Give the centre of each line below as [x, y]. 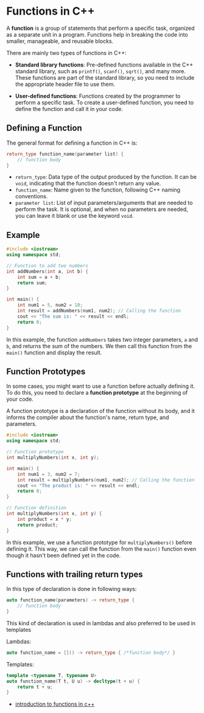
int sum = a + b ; [39, 277]
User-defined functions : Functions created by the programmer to [98, 96]
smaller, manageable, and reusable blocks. [60, 41]
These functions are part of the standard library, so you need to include [105, 77]
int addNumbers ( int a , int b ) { [47, 271]
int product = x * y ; [44, 519]
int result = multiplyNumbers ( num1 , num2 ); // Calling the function [106, 480]
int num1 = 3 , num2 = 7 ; [49, 474]
